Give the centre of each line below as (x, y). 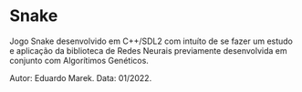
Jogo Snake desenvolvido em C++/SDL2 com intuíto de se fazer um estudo (151, 41)
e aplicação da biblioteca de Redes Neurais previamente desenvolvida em (148, 50)
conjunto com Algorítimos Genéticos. (79, 60)
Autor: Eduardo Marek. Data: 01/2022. (81, 77)
